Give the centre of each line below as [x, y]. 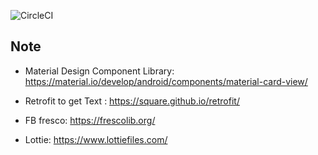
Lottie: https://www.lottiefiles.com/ [96, 139]
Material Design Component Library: [99, 71]
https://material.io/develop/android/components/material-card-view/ [166, 81]
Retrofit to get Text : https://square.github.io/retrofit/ [132, 101]
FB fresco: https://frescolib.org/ [90, 120]
